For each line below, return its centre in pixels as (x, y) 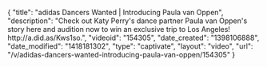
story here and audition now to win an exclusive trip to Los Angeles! (119, 29)
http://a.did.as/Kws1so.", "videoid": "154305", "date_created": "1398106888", (133, 37)
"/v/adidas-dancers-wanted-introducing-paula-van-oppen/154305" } (122, 55)
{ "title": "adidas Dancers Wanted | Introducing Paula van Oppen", (116, 12)
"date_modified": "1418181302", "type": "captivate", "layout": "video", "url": (130, 46)
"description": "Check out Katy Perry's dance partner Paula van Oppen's (128, 21)
